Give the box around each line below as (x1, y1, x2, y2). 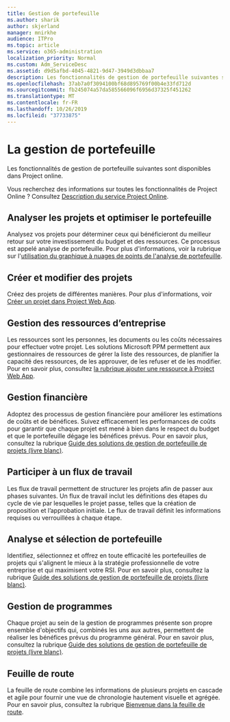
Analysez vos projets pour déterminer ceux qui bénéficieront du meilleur (7, 230, 212, 239)
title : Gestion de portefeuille (7, 10, 99, 17)
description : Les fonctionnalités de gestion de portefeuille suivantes (7, 73, 219, 81)
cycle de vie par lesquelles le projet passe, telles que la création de (7, 498, 196, 507)
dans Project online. (7, 171, 64, 180)
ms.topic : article (7, 42, 60, 49)
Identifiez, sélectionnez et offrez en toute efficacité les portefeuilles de (7, 551, 207, 559)
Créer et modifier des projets (7, 272, 133, 283)
